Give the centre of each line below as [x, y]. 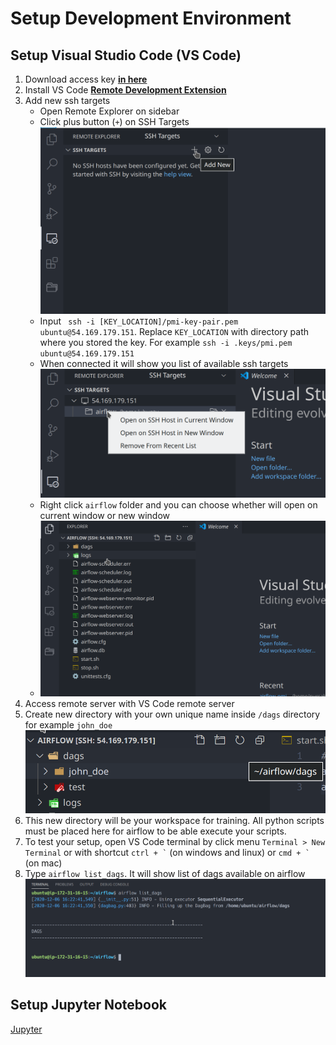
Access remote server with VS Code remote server [129, 703]
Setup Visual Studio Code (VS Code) [126, 55]
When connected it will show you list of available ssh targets [164, 364]
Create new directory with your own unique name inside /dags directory [172, 714]
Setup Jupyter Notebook [89, 1005]
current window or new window [105, 515]
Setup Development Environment [151, 18]
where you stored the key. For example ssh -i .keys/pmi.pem [166, 343]
